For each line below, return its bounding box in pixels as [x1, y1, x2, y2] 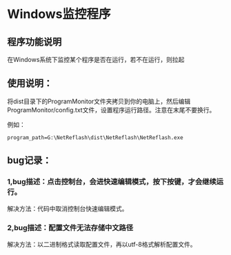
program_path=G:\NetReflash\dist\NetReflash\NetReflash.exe [7, 134, 184, 141]
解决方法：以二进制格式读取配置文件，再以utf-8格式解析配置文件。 [7, 240, 197, 248]
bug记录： [7, 154, 52, 166]
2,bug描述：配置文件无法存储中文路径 [7, 223, 133, 233]
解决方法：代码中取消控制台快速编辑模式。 [7, 204, 128, 212]
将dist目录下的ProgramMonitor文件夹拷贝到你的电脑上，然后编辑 [7, 97, 191, 105]
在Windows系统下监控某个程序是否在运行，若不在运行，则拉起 [7, 56, 185, 63]
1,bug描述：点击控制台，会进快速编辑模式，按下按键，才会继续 [7, 177, 217, 187]
